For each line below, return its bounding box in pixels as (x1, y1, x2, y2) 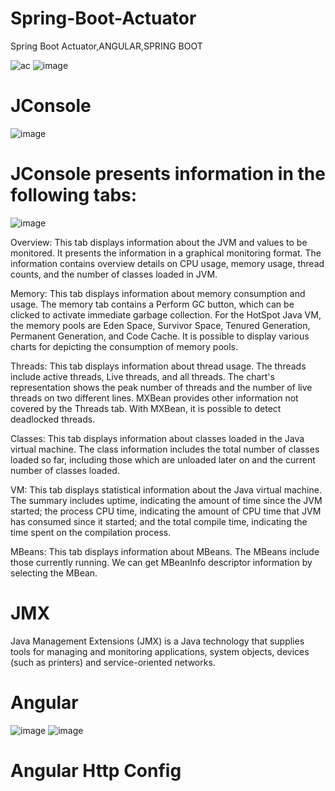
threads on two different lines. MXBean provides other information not (10, 392, 299, 404)
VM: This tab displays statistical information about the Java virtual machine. (10, 483, 322, 496)
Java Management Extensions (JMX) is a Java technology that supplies (10, 635, 305, 647)
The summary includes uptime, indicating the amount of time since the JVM (10, 494, 323, 506)
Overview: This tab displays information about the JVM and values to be (10, 236, 308, 248)
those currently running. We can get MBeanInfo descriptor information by (10, 556, 313, 568)
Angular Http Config (10, 759, 182, 782)
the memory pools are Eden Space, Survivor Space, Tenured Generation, (10, 319, 311, 331)
